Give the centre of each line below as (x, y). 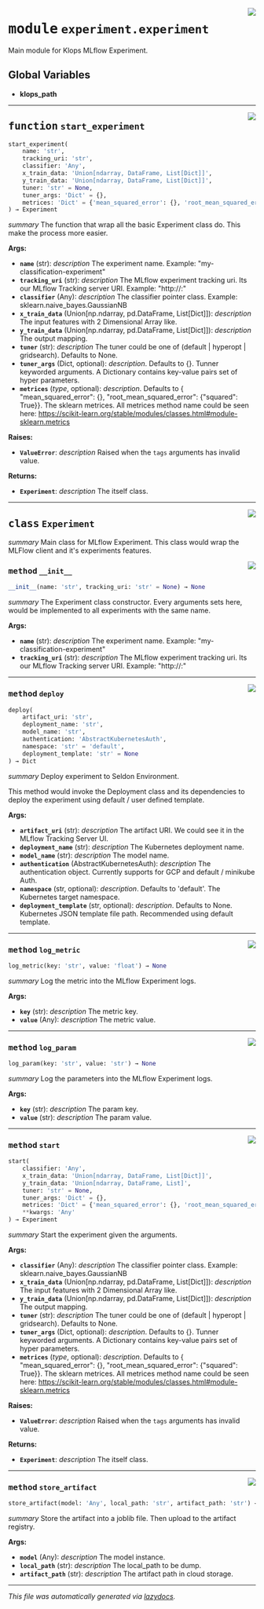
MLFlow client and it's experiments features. (80, 550)
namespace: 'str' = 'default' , (73, 746)
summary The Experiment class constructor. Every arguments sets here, (125, 602)
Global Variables (49, 75)
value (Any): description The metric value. (88, 1019)
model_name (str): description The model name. (94, 855)
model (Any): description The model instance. (92, 1557)
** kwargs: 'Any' (49, 1212)
